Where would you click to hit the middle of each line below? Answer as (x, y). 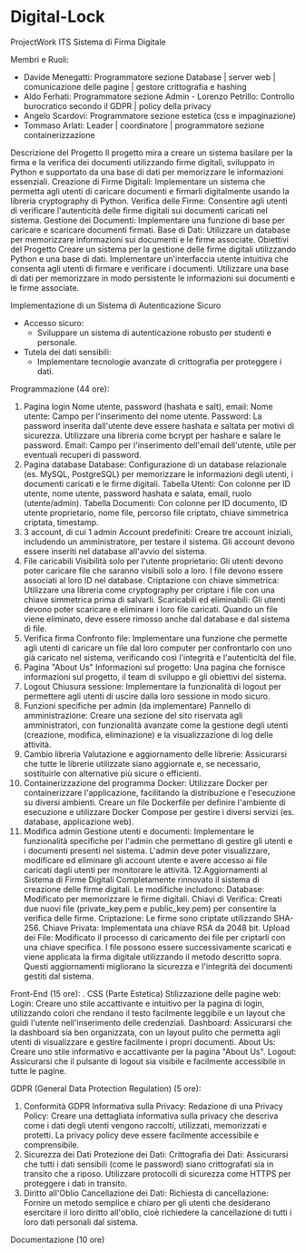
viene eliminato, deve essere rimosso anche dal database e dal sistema (157, 619)
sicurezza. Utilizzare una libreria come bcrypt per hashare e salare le (152, 435)
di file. (35, 628)
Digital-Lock (58, 17)
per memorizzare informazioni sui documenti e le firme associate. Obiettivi (150, 239)
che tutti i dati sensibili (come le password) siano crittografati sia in (148, 1164)
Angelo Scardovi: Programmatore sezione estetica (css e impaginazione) (159, 115)
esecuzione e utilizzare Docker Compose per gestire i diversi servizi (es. (158, 811)
